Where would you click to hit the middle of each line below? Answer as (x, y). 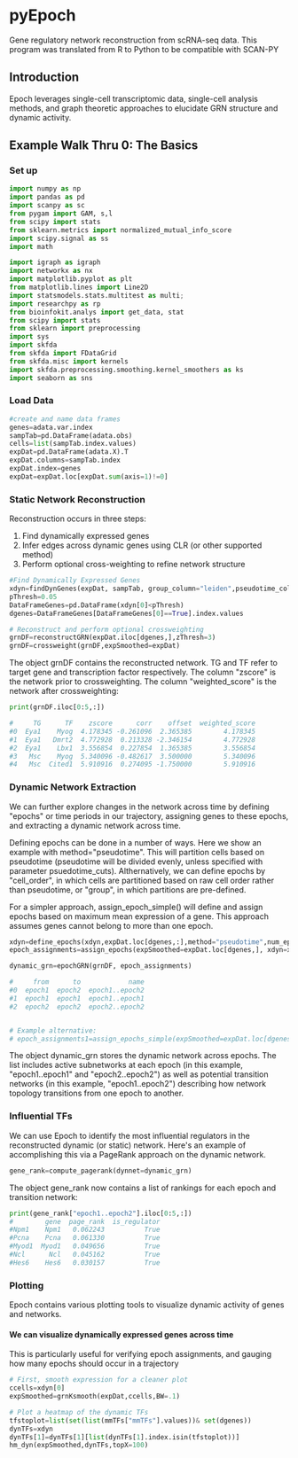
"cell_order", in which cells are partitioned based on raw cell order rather (142, 880)
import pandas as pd (47, 197)
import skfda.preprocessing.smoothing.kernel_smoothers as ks (126, 370)
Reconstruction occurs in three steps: (78, 518)
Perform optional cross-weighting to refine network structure (133, 565)
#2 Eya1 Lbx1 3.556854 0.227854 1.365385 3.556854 (132, 748)
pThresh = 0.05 (33, 596)
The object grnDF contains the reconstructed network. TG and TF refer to (143, 663)
